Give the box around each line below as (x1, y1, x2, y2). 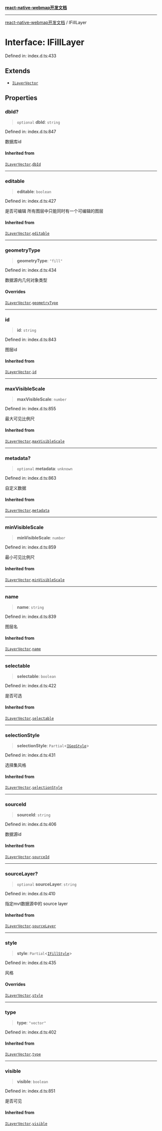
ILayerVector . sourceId (5, 854, 50, 859)
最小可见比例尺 (5, 554, 35, 560)
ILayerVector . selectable (5, 715, 54, 721)
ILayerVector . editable (5, 230, 50, 236)
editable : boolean (16, 189, 52, 194)
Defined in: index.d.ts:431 (5, 752, 56, 758)
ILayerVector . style (5, 992, 43, 998)
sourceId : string (16, 812, 51, 818)
